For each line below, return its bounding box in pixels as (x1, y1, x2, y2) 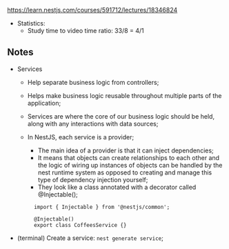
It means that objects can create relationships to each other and (37, 153, 219, 161)
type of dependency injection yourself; (37, 175, 148, 183)
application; (27, 99, 61, 107)
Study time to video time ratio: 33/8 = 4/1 (27, 27, 145, 34)
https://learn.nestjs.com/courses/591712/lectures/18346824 (7, 6, 178, 14)
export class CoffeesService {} (33, 221, 127, 228)
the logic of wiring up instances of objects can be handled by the (37, 161, 223, 169)
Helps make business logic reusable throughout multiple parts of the (27, 91, 222, 99)
